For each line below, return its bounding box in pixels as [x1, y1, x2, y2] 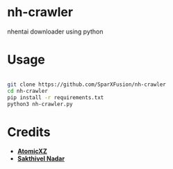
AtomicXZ [17, 147, 47, 156]
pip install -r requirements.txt [7, 94, 104, 101]
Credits [7, 124, 51, 140]
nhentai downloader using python [7, 27, 104, 36]
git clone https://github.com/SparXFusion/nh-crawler [7, 81, 167, 88]
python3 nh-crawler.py [7, 101, 73, 108]
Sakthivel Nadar [17, 154, 65, 163]
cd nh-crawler [7, 87, 49, 94]
